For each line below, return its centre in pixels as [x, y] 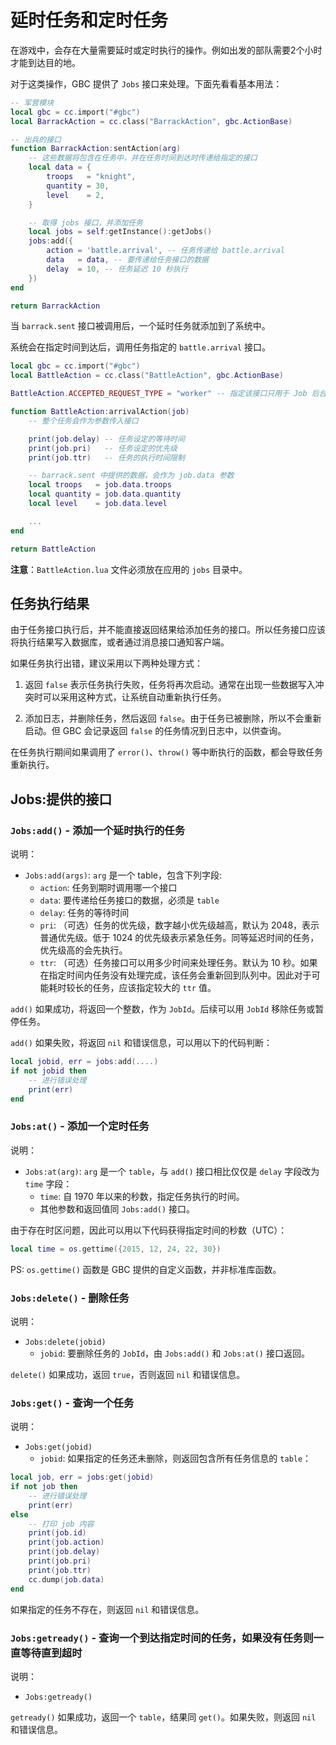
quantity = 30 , [78, 186]
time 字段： [48, 1183]
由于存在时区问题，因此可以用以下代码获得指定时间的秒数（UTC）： [149, 1230]
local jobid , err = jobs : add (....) [84, 1062]
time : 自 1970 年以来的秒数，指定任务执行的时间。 [142, 1196]
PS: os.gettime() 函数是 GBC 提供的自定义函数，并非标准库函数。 [146, 1269]
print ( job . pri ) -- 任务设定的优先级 [103, 448]
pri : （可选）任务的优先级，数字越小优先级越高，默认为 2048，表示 [179, 925]
